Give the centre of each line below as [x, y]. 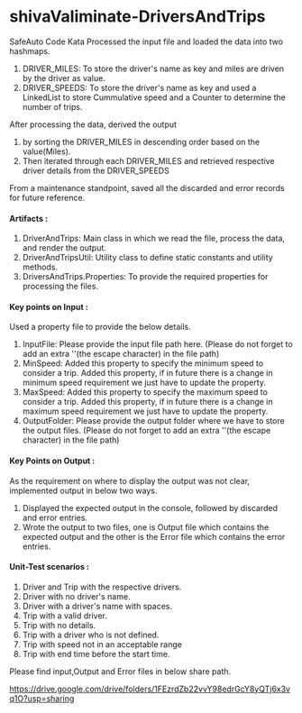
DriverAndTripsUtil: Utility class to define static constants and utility [147, 258]
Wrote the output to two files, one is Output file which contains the [146, 527]
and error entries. [55, 517]
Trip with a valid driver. [65, 616]
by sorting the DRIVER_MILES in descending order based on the [141, 142]
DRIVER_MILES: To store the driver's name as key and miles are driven [153, 69]
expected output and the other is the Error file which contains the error [154, 536]
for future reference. [47, 197]
